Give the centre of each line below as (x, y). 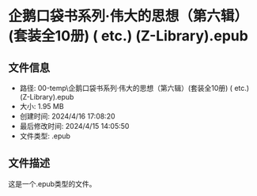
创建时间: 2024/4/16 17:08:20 (68, 116)
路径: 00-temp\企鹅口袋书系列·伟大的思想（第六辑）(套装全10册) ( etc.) (134, 88)
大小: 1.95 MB (42, 106)
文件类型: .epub (45, 136)
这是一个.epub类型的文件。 (52, 183)
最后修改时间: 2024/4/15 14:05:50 (74, 126)
